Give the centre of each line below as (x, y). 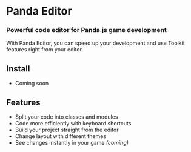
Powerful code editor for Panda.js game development (86, 30)
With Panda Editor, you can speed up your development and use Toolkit (95, 43)
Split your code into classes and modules (66, 117)
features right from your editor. (45, 50)
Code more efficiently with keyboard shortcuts (73, 124)
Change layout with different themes (60, 136)
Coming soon (32, 84)
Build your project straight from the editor (67, 130)
